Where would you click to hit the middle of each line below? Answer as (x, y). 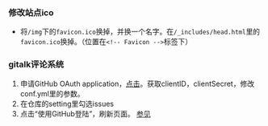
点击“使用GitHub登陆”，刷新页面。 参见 (85, 113)
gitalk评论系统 (36, 64)
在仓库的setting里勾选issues (67, 104)
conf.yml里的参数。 (52, 93)
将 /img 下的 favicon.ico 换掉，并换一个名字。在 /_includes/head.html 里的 (140, 32)
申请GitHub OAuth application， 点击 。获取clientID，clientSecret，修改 (137, 83)
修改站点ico (31, 12)
